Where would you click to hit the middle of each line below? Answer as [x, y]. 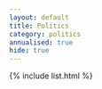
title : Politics [39, 26]
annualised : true [41, 42]
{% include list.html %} [51, 76]
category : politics [45, 34]
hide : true [29, 51]
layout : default [39, 17]
